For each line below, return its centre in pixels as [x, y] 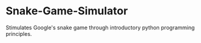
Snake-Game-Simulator [67, 11]
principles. [19, 33]
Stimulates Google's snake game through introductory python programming [100, 27]
